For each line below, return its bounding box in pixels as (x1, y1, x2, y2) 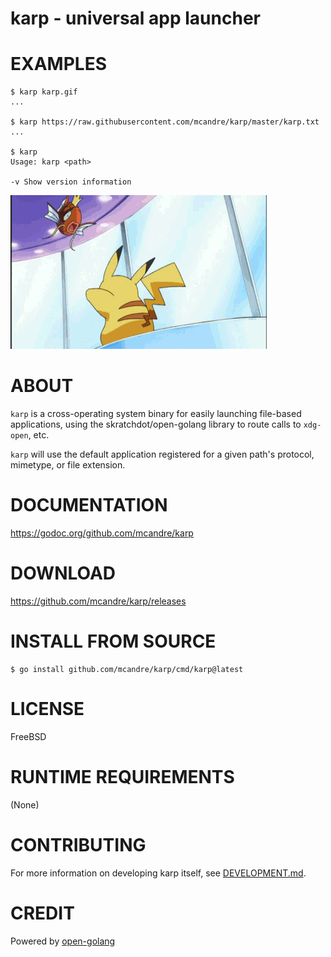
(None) (10, 798, 40, 811)
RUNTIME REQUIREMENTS (10, 766, 235, 788)
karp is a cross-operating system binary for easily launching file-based (10, 408, 302, 420)
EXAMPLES (10, 53, 107, 76)
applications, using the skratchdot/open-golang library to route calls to (10, 418, 302, 431)
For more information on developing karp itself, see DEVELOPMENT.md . (10, 867, 307, 879)
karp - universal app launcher (10, 7, 261, 30)
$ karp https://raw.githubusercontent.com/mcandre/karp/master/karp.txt (10, 117, 320, 127)
